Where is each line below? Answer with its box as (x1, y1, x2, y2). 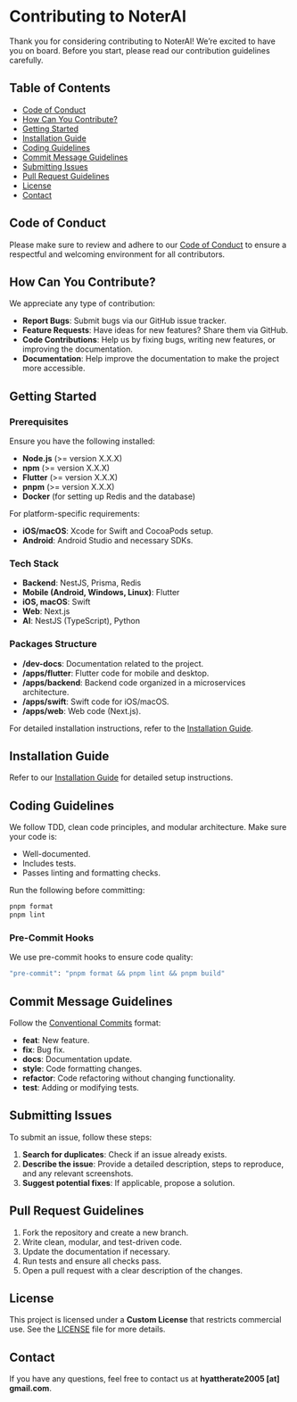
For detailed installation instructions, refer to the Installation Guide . (9, 723, 254, 734)
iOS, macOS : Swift (21, 596, 91, 608)
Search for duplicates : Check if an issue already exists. (21, 1149, 227, 1159)
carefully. (9, 54, 44, 65)
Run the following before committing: (9, 885, 145, 896)
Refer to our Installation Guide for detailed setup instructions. (9, 772, 234, 783)
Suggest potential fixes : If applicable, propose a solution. (21, 1177, 235, 1188)
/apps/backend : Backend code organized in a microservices (21, 676, 246, 688)
